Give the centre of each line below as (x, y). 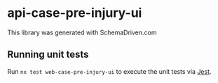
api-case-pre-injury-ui (75, 13)
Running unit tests (48, 55)
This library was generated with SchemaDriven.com (82, 32)
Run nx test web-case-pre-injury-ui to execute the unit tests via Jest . (109, 71)
